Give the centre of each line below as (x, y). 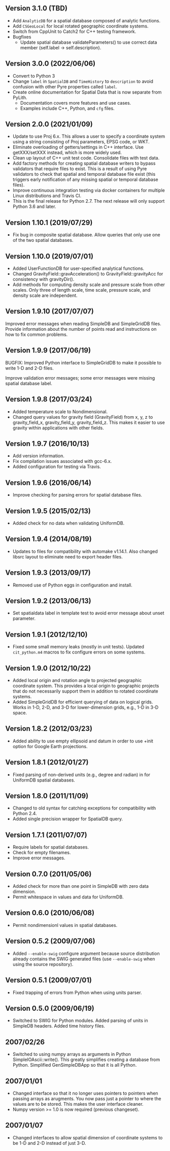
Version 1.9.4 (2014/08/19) (49, 539)
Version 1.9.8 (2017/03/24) (49, 399)
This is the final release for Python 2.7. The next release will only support (89, 201)
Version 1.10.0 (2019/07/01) (49, 256)
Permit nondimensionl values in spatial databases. (65, 925)
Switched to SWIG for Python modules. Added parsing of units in (80, 1020)
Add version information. (39, 456)
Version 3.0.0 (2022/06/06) (50, 64)
